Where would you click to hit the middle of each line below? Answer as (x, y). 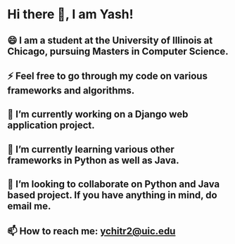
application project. (51, 126)
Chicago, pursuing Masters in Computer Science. (118, 51)
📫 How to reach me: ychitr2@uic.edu (91, 231)
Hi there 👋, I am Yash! (70, 14)
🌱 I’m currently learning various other (91, 149)
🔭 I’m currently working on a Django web (98, 114)
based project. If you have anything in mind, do (112, 195)
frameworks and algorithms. (71, 90)
